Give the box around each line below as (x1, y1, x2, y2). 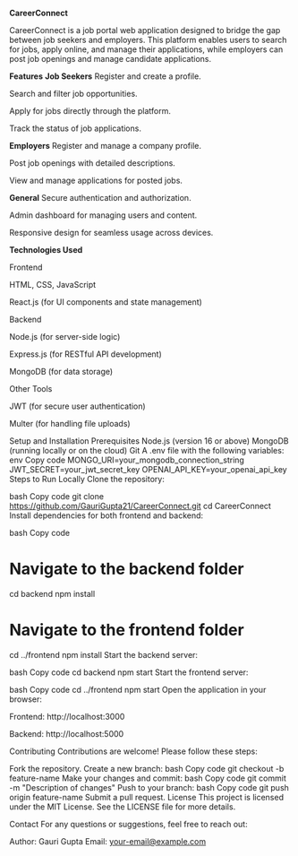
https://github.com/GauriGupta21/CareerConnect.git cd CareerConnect (9, 501, 271, 511)
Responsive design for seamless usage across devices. (9, 228, 214, 238)
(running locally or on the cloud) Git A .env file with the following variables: (9, 445, 285, 455)
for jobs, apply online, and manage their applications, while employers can (9, 44, 284, 55)
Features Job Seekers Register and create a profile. (9, 71, 201, 82)
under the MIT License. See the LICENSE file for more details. (9, 801, 236, 812)
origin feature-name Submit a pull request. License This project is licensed (9, 791, 285, 802)
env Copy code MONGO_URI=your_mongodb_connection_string (9, 454, 244, 465)
